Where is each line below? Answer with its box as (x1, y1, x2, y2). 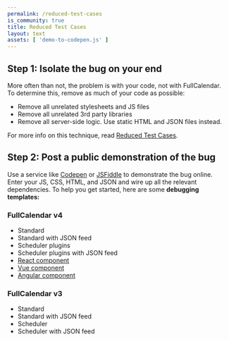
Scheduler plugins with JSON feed (17, 249, 118, 257)
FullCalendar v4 (7, 210, 63, 220)
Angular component (17, 271, 75, 280)
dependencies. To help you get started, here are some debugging (7, 185, 199, 194)
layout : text (7, 30, 46, 37)
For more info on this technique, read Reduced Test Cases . (7, 131, 178, 139)
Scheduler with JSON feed (17, 327, 95, 335)
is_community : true (7, 17, 65, 24)
